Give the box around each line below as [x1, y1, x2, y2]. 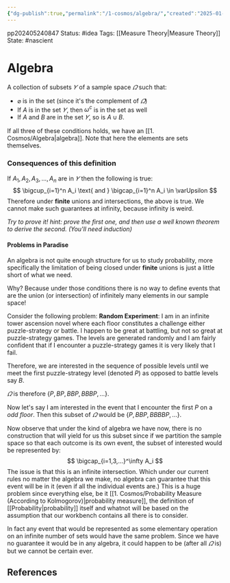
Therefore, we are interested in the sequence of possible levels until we [7, 361, 209, 370]
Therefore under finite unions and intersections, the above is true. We [7, 197, 204, 206]
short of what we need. [7, 270, 73, 278]
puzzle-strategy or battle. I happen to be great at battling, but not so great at [7, 326, 223, 335]
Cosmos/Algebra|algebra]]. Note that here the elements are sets [7, 134, 188, 143]
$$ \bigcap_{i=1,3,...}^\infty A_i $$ [67, 457, 163, 465]
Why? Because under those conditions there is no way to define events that [7, 284, 220, 292]
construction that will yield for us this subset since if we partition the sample [7, 431, 222, 440]
